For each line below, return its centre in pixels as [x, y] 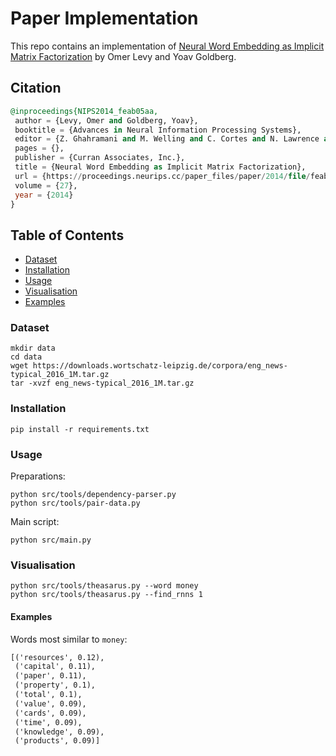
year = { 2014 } [44, 195]
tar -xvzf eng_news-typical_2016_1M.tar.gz [102, 383]
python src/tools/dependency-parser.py [93, 495]
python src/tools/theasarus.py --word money [104, 586]
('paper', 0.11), [50, 676]
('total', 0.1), [48, 695]
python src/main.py [51, 540]
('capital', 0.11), [55, 667]
